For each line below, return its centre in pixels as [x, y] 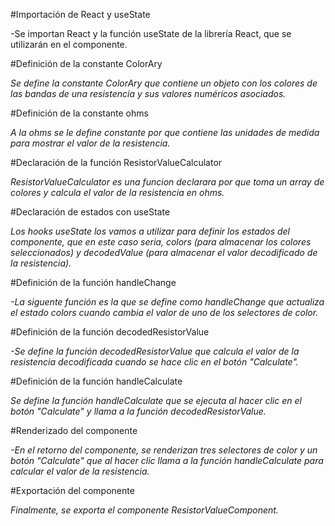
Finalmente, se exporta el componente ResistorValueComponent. [144, 510]
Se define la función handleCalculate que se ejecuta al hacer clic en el [156, 400]
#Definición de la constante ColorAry [86, 63]
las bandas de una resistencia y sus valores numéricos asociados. [148, 93]
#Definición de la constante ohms [79, 113]
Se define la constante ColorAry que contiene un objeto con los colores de [164, 83]
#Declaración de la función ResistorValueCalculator [116, 162]
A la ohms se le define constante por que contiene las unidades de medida [165, 132]
